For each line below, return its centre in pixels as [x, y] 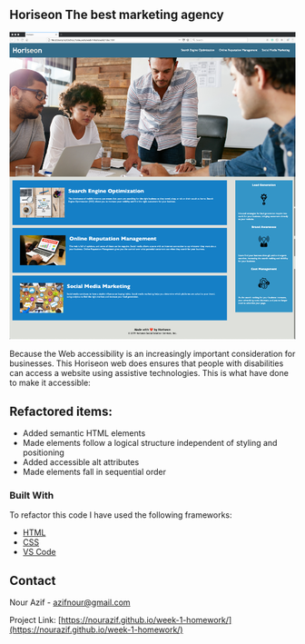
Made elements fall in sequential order [94, 472]
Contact [33, 580]
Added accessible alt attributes [81, 462]
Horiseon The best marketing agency [117, 15]
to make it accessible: [50, 383]
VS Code [39, 552]
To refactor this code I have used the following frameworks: [121, 515]
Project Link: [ [35, 620]
